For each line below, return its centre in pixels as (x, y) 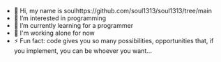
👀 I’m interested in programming (60, 18)
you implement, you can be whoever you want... (83, 51)
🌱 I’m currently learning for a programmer (74, 25)
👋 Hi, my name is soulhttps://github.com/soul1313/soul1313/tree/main (113, 11)
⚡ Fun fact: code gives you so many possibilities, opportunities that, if (114, 41)
